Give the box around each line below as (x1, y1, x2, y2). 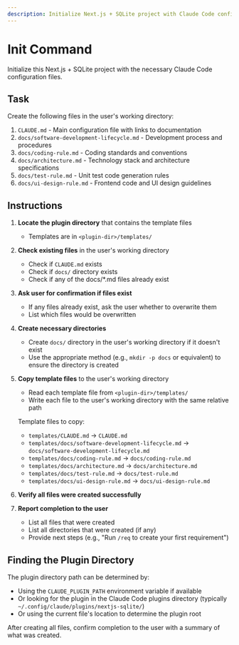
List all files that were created (28, 518, 115, 527)
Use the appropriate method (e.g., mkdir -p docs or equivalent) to (28, 353, 221, 362)
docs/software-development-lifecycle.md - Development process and (17, 133, 223, 142)
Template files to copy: (17, 417, 85, 426)
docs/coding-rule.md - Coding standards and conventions (17, 148, 188, 157)
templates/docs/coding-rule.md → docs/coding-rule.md (28, 454, 191, 462)
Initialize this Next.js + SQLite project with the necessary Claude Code (7, 65, 213, 73)
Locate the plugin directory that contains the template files (17, 218, 192, 227)
